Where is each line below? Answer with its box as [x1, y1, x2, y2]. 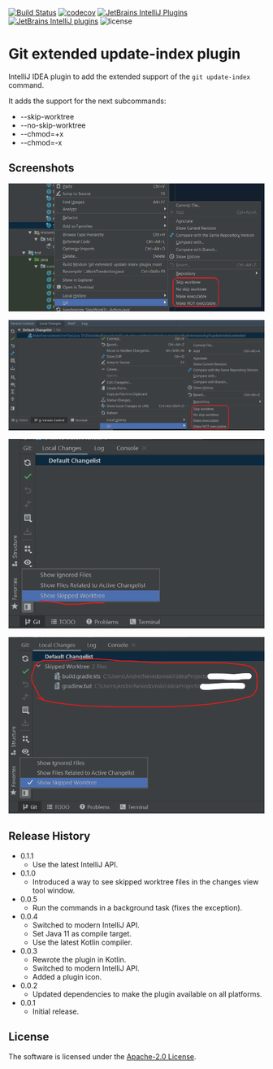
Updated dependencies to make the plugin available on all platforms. [32, 989, 262, 999]
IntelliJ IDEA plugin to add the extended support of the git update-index [8, 72, 250, 81]
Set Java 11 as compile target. [32, 928, 132, 938]
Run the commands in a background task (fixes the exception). [32, 902, 243, 912]
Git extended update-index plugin [8, 45, 241, 63]
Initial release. [32, 1006, 80, 1016]
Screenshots [8, 161, 75, 175]
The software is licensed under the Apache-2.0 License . [8, 1051, 197, 1061]
